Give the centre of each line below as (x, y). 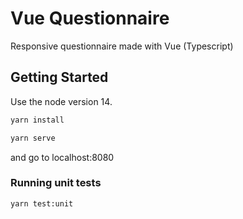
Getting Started (59, 77)
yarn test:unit (42, 203)
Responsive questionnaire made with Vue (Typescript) (122, 46)
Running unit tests (56, 183)
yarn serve (33, 138)
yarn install (37, 120)
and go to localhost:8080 (62, 157)
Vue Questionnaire (90, 18)
